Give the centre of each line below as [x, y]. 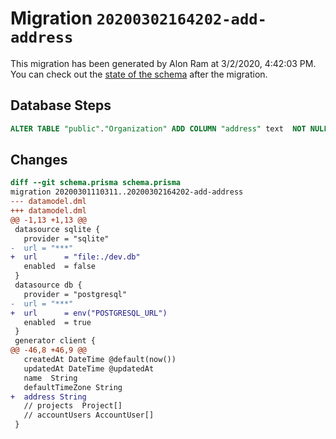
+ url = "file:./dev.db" [75, 257]
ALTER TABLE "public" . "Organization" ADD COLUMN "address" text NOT [158, 128]
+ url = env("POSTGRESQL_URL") [89, 313]
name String [50, 378]
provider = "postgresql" [75, 294]
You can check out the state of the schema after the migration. [139, 74]
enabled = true [57, 322]
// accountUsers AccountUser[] [89, 415]
